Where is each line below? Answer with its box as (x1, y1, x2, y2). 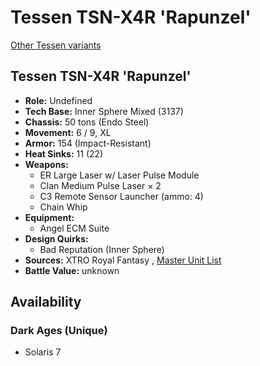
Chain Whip (39, 201, 88, 213)
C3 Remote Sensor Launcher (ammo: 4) (39, 190, 204, 202)
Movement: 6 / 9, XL (24, 126, 112, 138)
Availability (10, 294, 82, 311)
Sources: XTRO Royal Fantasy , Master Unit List (24, 254, 222, 266)
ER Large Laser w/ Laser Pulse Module (39, 169, 200, 181)
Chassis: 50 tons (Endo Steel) (24, 116, 150, 128)
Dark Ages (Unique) (10, 324, 108, 338)
